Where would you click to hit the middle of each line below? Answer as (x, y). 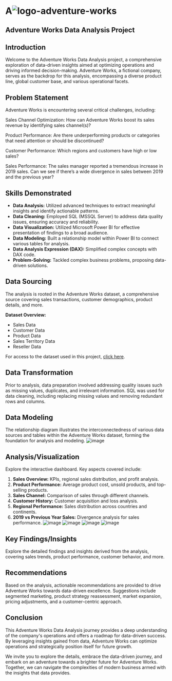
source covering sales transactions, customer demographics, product (79, 299)
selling (20, 490)
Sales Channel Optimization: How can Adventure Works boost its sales (80, 120)
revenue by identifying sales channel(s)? (48, 125)
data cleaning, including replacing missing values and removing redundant (84, 396)
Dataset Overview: (26, 315)
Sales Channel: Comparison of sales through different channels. (81, 496)
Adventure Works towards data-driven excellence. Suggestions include (81, 591)
